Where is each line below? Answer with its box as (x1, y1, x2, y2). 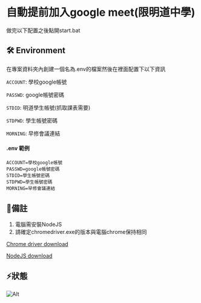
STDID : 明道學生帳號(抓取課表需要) (6, 104, 91, 111)
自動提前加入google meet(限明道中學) (6, 5, 196, 19)
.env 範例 (6, 145, 30, 152)
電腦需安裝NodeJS (15, 221, 62, 228)
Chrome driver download (6, 240, 68, 247)
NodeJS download (6, 252, 53, 259)
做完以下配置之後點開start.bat (6, 27, 81, 34)
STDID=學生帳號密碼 (6, 172, 50, 179)
